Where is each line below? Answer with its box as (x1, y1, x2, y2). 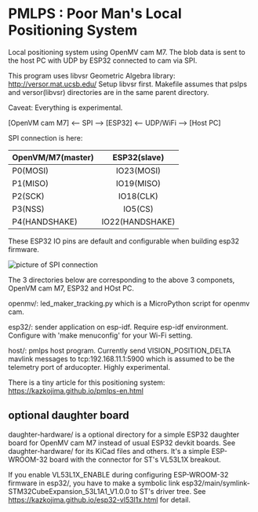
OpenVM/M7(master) (12, 152, 94, 163)
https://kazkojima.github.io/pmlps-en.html (8, 386, 144, 395)
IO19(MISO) (115, 177, 161, 188)
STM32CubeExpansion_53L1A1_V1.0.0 (8, 486, 130, 496)
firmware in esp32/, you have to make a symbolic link (8, 478, 180, 488)
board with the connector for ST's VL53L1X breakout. (49, 455, 221, 464)
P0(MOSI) (12, 165, 49, 176)
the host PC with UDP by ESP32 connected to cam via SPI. (8, 56, 198, 65)
